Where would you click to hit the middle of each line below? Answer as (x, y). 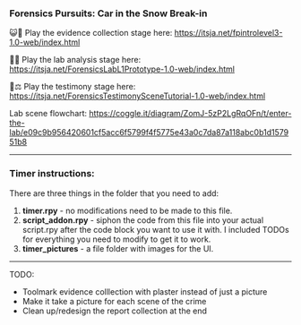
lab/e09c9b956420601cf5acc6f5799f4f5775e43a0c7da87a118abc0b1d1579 (149, 133)
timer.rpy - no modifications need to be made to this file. (127, 210)
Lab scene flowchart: (48, 114)
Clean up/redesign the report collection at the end (115, 311)
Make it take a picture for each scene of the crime (114, 301)
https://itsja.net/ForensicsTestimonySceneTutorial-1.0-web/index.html (138, 96)
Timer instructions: (52, 174)
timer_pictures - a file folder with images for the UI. (118, 248)
